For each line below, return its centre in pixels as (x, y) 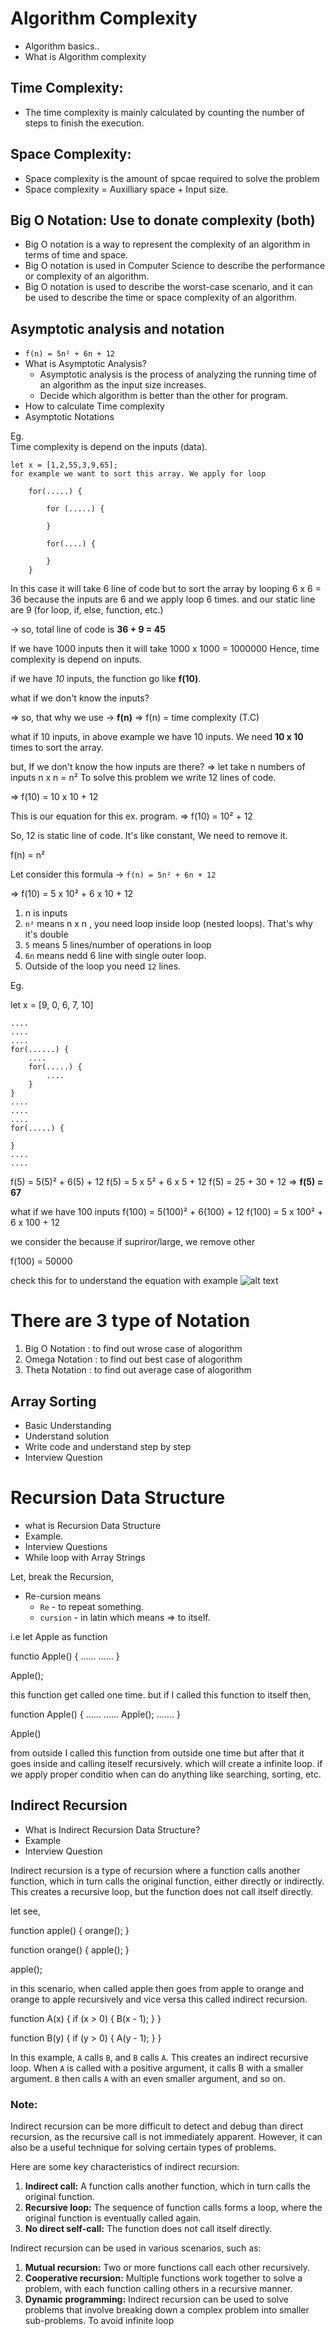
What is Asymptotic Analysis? (85, 364)
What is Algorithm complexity (85, 56)
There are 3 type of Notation (130, 1321)
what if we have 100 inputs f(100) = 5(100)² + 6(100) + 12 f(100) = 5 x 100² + (167, 1212)
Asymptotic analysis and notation (117, 328)
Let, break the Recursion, (62, 1576)
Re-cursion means (63, 1596)
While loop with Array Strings (85, 1557)
